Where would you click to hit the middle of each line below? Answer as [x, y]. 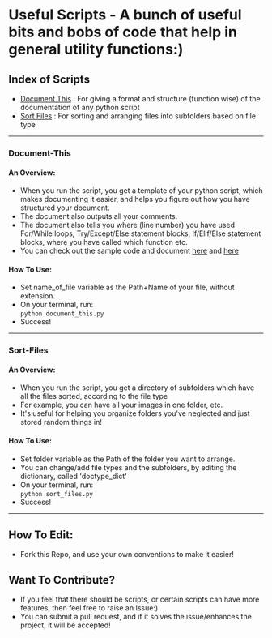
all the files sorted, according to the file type [94, 396]
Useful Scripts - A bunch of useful [125, 15]
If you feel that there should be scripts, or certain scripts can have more [140, 599]
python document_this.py [62, 314]
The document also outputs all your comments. [99, 216]
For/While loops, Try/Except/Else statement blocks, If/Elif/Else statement [140, 233]
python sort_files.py [56, 494]
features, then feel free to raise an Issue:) [89, 608]
